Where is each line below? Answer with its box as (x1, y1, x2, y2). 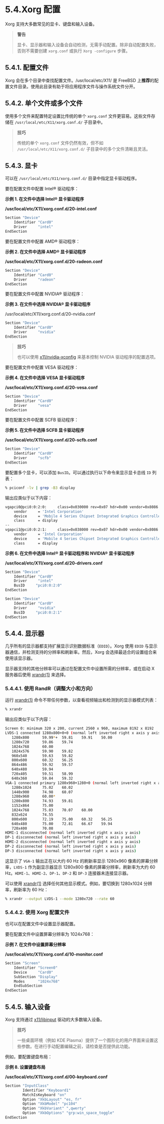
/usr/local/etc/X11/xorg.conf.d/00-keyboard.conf (5, 1074, 108, 1080)
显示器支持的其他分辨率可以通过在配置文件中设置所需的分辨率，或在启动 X (5, 666, 155, 672)
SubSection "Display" (14, 974, 58, 979)
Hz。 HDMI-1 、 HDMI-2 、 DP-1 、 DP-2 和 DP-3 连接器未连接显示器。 (5, 870, 131, 876)
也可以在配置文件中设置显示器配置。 (5, 921, 78, 927)
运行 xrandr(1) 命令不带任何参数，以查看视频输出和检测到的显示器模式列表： (5, 697, 158, 703)
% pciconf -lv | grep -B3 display (5, 485, 76, 490)
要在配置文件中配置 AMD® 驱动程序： (5, 238, 81, 244)
